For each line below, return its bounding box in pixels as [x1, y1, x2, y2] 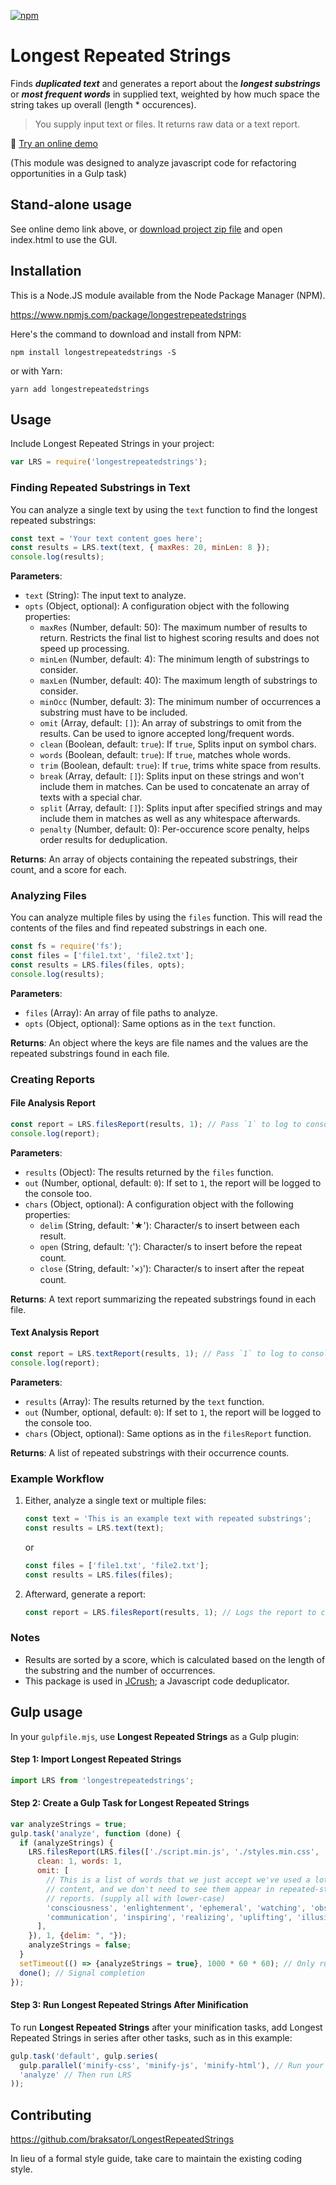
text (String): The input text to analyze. [24, 590, 187, 602]
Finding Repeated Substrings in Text [10, 481, 191, 495]
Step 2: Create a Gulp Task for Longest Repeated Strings [10, 1797, 250, 1809]
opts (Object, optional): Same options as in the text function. [24, 1017, 276, 1029]
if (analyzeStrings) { [19, 1838, 114, 1848]
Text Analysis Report [10, 1326, 100, 1339]
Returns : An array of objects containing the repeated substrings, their [10, 853, 298, 865]
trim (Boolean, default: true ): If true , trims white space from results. [39, 760, 322, 772]
